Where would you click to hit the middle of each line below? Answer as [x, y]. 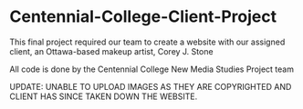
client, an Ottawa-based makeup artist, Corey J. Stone [111, 51]
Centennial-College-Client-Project [143, 17]
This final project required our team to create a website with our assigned [147, 42]
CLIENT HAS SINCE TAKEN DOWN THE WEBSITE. [104, 96]
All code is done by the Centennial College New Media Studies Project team [152, 69]
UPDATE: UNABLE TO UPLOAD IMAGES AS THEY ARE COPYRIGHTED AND [151, 86]
